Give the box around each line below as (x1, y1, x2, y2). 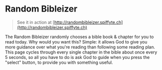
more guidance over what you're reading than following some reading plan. (5, 44, 155, 50)
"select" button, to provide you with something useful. (5, 59, 113, 65)
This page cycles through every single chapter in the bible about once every (5, 49, 158, 55)
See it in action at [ (16, 19, 55, 25)
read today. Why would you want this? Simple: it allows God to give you (5, 39, 147, 44)
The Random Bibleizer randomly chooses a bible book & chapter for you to (5, 34, 154, 40)
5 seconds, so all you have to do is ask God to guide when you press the (5, 54, 150, 60)
